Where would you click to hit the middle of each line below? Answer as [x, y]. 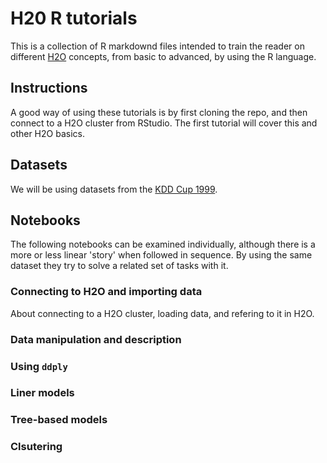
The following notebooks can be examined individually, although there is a [163, 244]
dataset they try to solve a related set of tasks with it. [119, 266]
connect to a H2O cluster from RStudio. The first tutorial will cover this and [164, 123]
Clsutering [36, 447]
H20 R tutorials [74, 18]
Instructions [49, 88]
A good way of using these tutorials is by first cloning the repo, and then [159, 112]
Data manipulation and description [96, 339]
